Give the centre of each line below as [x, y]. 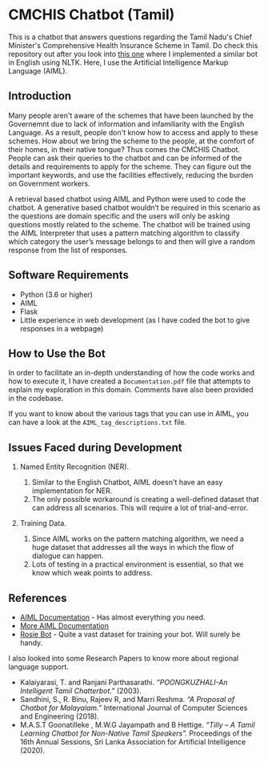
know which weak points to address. [92, 573]
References [38, 598]
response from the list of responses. [68, 250]
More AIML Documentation [64, 626]
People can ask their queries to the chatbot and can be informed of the [125, 158]
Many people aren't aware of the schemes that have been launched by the [131, 115]
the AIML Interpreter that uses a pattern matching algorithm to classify [124, 233]
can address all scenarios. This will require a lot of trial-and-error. [140, 508]
